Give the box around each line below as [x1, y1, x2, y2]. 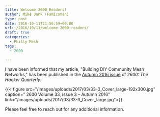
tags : [5, 44, 16, 49]
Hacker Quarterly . [5, 77, 42, 83]
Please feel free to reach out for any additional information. [5, 106, 124, 112]
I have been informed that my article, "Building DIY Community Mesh [5, 66, 144, 72]
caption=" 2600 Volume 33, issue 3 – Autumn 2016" [5, 91, 110, 97]
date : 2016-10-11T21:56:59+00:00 [5, 21, 74, 26]
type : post [5, 16, 27, 21]
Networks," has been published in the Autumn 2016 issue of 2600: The [5, 71, 148, 77]
